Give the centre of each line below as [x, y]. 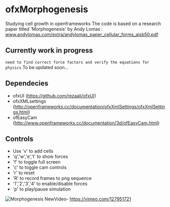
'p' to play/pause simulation [42, 189]
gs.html [21, 112]
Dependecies [27, 84]
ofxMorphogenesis [47, 9]
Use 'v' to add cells [33, 151]
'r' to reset [23, 173]
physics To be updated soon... [37, 67]
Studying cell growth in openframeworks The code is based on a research [83, 24]
